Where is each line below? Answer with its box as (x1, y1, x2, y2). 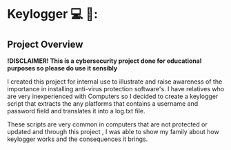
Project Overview (7, 38, 83, 50)
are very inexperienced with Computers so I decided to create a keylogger (7, 92, 219, 100)
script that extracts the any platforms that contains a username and (7, 100, 199, 108)
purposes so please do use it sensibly (7, 64, 118, 72)
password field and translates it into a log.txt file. (7, 107, 146, 115)
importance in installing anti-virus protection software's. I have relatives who (7, 85, 225, 93)
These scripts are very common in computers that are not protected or (7, 120, 208, 129)
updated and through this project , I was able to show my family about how (7, 128, 219, 135)
